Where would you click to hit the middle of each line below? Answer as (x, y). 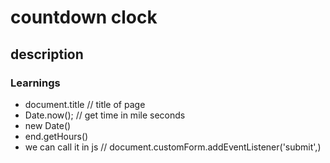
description (47, 54)
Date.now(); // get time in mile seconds (105, 115)
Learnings (35, 83)
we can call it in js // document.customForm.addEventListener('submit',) (173, 147)
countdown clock (84, 17)
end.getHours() (56, 136)
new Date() (48, 125)
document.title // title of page (85, 104)
